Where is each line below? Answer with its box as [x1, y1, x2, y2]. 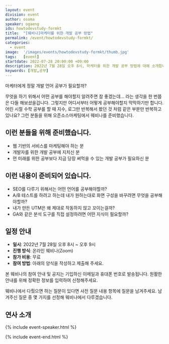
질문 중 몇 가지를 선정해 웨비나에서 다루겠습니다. [18, 294, 113, 300]
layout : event [5, 7, 35, 13]
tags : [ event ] [5, 54, 39, 59]
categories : [5, 40, 30, 45]
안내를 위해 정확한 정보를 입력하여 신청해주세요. [5, 278, 98, 284]
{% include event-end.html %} [5, 334, 68, 340]
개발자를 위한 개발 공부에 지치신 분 [12, 149, 80, 155]
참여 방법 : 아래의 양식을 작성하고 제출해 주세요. [12, 260, 104, 266]
